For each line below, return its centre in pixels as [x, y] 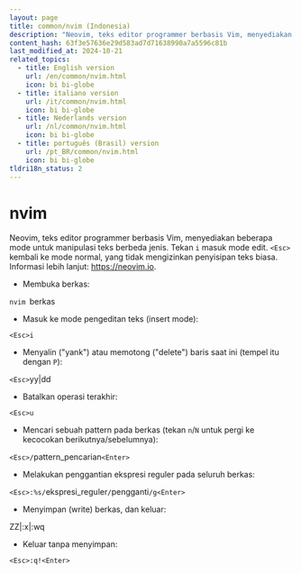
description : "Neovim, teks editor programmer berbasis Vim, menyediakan [151, 34]
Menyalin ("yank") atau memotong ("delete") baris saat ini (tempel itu [150, 352]
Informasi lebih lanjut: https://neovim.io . [83, 267]
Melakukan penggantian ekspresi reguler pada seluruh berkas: [138, 475]
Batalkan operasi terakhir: [70, 396]
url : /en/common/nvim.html [76, 77]
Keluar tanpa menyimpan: [70, 544]
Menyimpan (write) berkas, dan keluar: [94, 509]
